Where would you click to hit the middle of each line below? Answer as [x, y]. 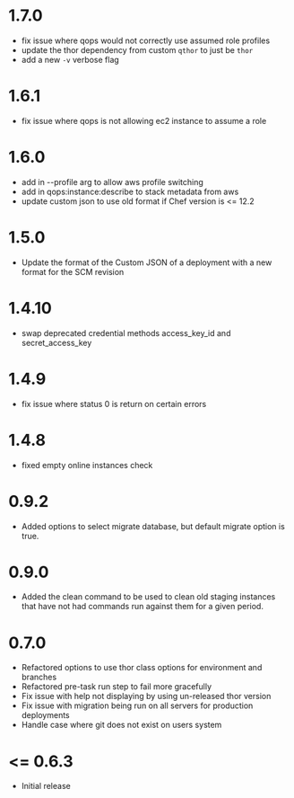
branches [39, 677]
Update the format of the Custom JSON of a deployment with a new [147, 262]
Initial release [46, 786]
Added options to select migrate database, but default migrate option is [153, 526]
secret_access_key [56, 342]
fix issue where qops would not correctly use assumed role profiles [146, 40]
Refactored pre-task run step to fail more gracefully [117, 687]
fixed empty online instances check [87, 465]
